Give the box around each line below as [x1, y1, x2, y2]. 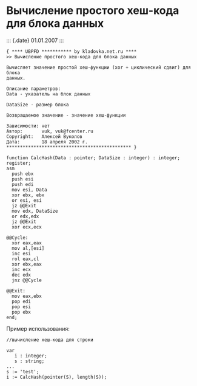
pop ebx [12, 309, 32, 315]
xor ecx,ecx [12, 224, 42, 230]
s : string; [14, 358, 45, 364]
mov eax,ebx [12, 293, 42, 299]
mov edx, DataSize [12, 208, 59, 214]
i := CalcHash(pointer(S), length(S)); [6, 374, 107, 380]
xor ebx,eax [12, 261, 42, 267]
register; [6, 160, 32, 166]
